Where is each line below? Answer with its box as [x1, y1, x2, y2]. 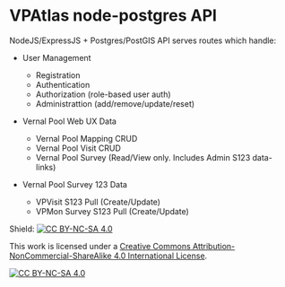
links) [35, 161, 56, 172]
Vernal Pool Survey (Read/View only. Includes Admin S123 [35, 152, 251, 162]
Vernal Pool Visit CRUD [35, 143, 121, 153]
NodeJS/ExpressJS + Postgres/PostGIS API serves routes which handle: [9, 35, 277, 46]
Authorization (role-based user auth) [35, 89, 172, 100]
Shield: [9, 223, 35, 234]
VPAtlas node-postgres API [9, 5, 218, 26]
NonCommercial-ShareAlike [9, 250, 112, 261]
